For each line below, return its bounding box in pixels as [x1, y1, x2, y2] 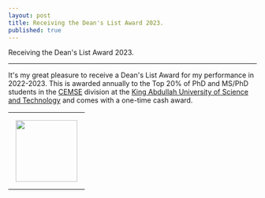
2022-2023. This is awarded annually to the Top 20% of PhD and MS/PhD [8, 79, 249, 88]
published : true [8, 26, 62, 34]
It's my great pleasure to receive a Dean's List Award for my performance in [8, 70, 255, 80]
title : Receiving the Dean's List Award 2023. [8, 19, 164, 27]
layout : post [8, 11, 51, 20]
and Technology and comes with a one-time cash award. [8, 95, 193, 105]
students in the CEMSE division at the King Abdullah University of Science [8, 88, 248, 97]
